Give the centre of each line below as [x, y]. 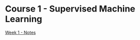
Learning [24, 19]
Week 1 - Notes [20, 32]
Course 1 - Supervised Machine [70, 9]
